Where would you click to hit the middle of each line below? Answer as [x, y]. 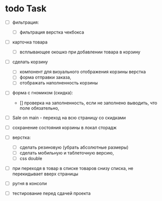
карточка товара [30, 42]
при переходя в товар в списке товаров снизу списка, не [73, 168]
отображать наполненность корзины [59, 83]
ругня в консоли [29, 183]
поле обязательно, [39, 108]
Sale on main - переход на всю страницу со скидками [69, 118]
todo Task [26, 9]
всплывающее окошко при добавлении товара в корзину [80, 52]
